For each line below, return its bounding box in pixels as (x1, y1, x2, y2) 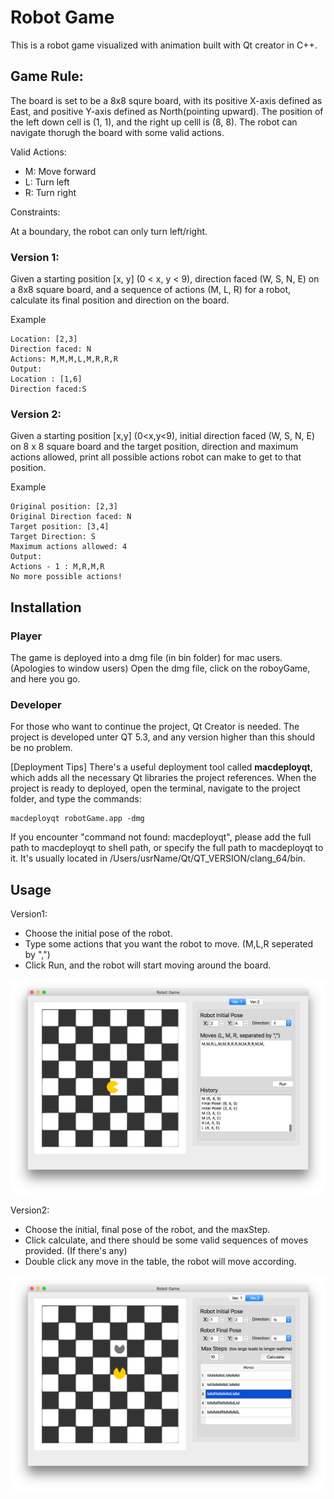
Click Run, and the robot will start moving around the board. (24, 959, 272, 971)
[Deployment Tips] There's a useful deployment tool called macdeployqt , (10, 761, 313, 773)
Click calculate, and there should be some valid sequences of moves (24, 1234, 309, 1246)
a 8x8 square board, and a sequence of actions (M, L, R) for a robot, (10, 284, 292, 296)
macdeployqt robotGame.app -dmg (10, 814, 145, 824)
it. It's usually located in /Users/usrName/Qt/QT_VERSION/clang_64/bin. (10, 852, 306, 865)
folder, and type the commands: (10, 793, 142, 805)
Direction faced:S (10, 384, 87, 395)
